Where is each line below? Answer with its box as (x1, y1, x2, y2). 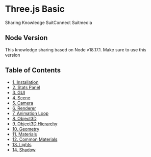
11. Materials (12, 131, 37, 137)
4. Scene (12, 94, 30, 101)
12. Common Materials (12, 136, 58, 142)
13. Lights (12, 141, 32, 147)
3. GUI (12, 90, 25, 95)
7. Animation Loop (12, 110, 49, 116)
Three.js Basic (5, 3, 65, 15)
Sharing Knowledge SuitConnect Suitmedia (5, 20, 92, 25)
